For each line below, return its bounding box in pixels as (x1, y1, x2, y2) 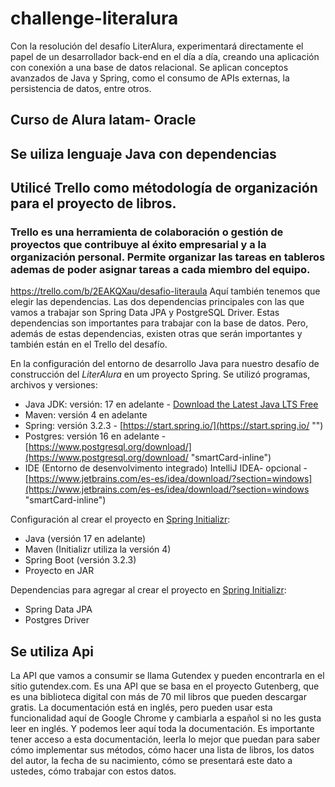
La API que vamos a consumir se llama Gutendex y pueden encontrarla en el (10, 670, 325, 682)
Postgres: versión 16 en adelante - (24, 430, 167, 442)
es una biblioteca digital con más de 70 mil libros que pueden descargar (10, 691, 307, 703)
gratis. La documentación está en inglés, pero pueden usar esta (10, 702, 273, 714)
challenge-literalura (10, 7, 179, 30)
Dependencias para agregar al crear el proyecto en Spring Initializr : (10, 584, 287, 596)
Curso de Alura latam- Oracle (10, 112, 197, 129)
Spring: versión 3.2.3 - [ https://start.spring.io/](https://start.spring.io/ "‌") (24, 420, 324, 432)
